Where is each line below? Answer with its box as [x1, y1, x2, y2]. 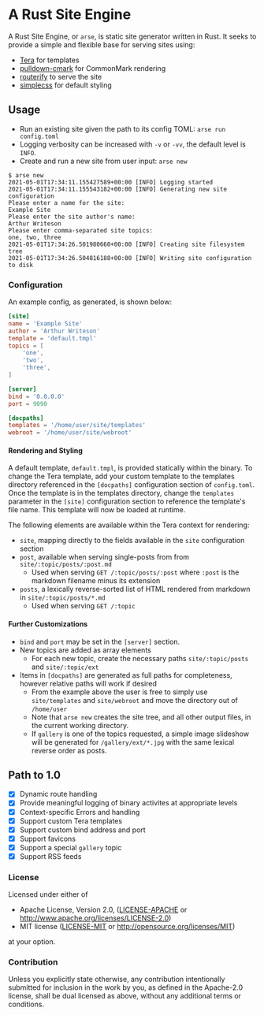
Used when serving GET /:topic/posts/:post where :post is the [31, 567, 240, 577]
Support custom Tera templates [19, 816, 123, 825]
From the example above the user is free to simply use [31, 687, 208, 697]
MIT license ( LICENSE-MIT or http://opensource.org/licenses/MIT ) [19, 922, 236, 931]
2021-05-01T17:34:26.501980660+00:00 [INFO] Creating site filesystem [8, 240, 245, 248]
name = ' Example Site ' [8, 319, 83, 328]
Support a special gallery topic [19, 842, 122, 852]
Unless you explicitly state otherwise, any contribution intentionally [8, 975, 225, 984]
